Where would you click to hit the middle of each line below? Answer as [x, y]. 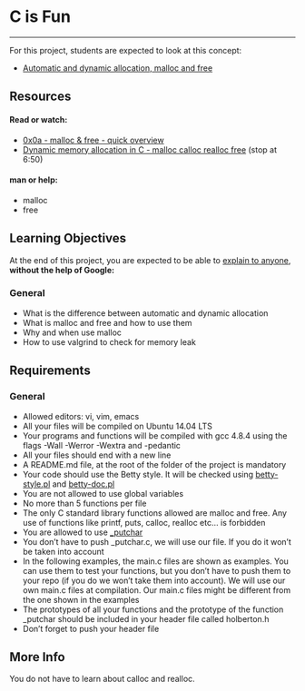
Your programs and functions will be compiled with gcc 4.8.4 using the [155, 435]
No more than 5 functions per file [84, 503]
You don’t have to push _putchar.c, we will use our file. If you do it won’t [157, 541]
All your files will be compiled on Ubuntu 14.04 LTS [118, 426]
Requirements [50, 371]
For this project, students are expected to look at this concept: [126, 50]
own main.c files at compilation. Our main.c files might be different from [157, 590]
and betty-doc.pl [84, 484]
